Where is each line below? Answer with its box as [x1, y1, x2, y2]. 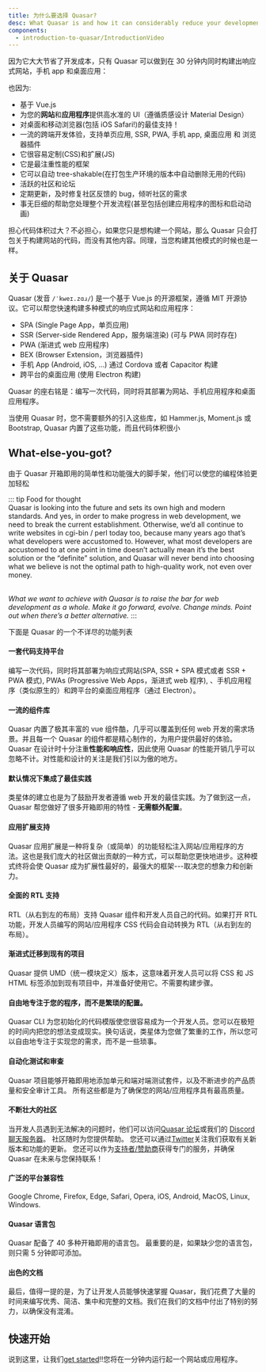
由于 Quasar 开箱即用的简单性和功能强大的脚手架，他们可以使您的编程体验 [8, 468, 251, 478]
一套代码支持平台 [8, 646, 64, 656]
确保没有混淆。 [28, 1306, 78, 1316]
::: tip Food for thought [8, 494, 82, 504]
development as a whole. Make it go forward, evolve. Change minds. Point [8, 602, 252, 612]
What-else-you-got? [8, 447, 112, 460]
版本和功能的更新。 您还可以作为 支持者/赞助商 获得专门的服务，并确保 [8, 1144, 235, 1153]
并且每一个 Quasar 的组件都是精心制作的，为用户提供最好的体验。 [21, 734, 237, 744]
